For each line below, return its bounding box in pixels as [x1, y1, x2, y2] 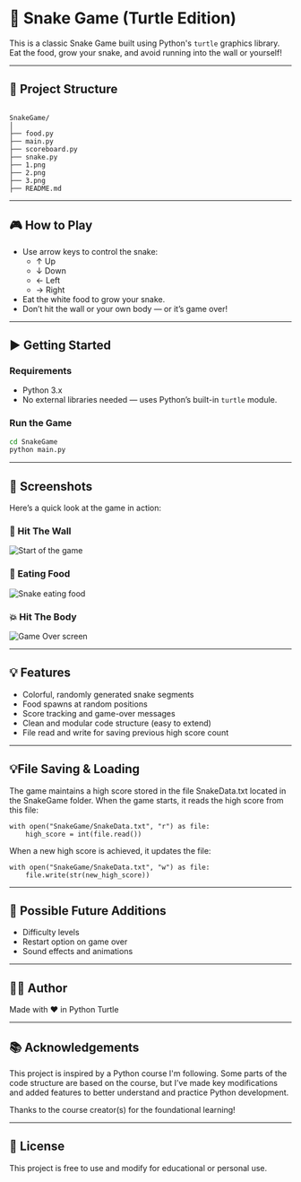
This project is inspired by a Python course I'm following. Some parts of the [9, 1068, 288, 1079]
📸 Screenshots [9, 479, 93, 494]
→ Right [35, 284, 65, 295]
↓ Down [35, 265, 67, 276]
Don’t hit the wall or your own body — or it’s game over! [21, 303, 228, 314]
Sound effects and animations [21, 946, 133, 957]
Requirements [9, 364, 73, 377]
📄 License [9, 1139, 65, 1154]
